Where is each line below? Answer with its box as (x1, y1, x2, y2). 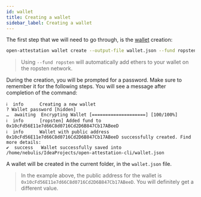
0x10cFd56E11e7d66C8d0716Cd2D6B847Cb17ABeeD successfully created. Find (6, 134, 191, 140)
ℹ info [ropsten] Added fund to (6, 118, 102, 124)
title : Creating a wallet (6, 14, 71, 20)
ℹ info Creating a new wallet (6, 101, 96, 107)
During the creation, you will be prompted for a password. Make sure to (6, 76, 182, 84)
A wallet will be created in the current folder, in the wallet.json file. (6, 161, 172, 168)
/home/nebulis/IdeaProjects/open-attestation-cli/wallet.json (6, 150, 165, 156)
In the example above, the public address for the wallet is (20, 172, 162, 179)
